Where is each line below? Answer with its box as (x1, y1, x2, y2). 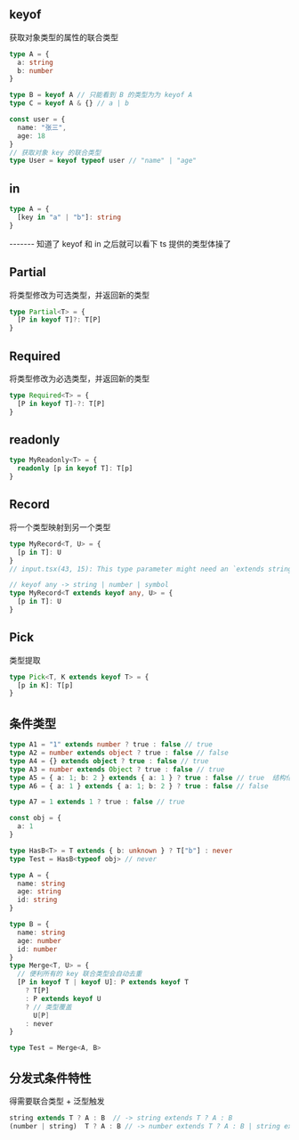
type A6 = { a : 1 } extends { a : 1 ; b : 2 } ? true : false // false (9, 781, 269, 791)
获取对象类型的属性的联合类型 (9, 31, 118, 43)
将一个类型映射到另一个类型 (9, 521, 111, 533)
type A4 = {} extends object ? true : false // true (9, 756, 209, 765)
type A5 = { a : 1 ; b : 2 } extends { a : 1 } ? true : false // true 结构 (9, 773, 287, 782)
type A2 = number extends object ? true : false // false (9, 748, 229, 757)
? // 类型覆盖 (25, 1002, 73, 1012)
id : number (17, 944, 58, 954)
